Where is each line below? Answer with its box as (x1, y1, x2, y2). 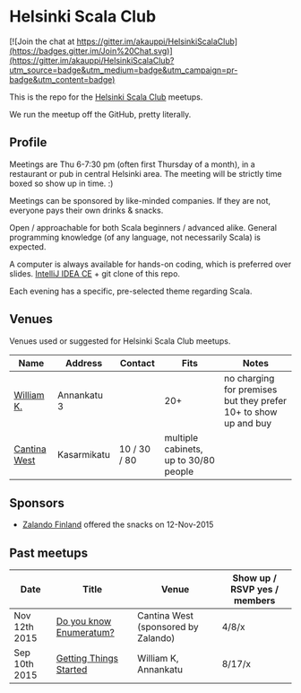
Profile (9, 135, 47, 150)
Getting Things (56, 653, 119, 665)
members (233, 594, 276, 607)
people (164, 465, 194, 478)
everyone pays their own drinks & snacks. (9, 205, 164, 215)
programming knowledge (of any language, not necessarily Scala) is (9, 232, 262, 242)
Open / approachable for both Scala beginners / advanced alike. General (9, 222, 278, 232)
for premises (223, 383, 278, 396)
